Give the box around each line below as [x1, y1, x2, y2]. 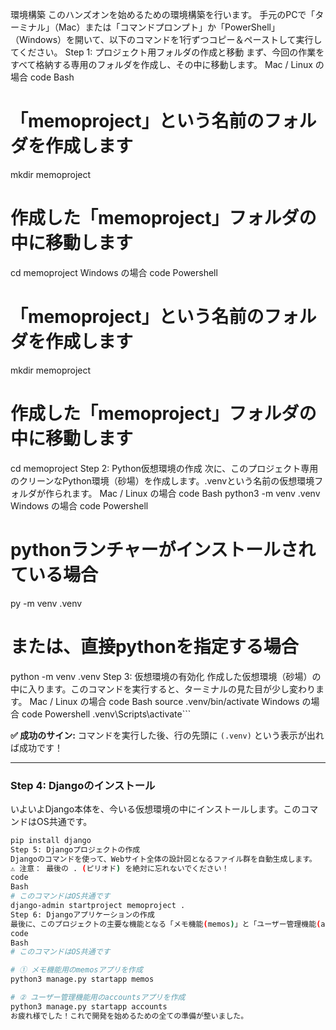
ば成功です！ [10, 741, 63, 753]
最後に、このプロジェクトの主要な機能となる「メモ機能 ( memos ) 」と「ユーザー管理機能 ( [10, 919, 322, 929]
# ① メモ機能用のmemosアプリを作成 [10, 965, 143, 975]
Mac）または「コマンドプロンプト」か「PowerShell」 [58, 21, 280, 33]
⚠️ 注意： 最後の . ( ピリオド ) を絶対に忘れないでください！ [10, 863, 230, 873]
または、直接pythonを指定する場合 [10, 635, 299, 658]
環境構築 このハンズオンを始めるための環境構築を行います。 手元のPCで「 [10, 9, 316, 20]
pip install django [10, 835, 92, 845]
